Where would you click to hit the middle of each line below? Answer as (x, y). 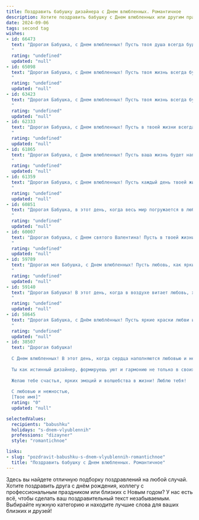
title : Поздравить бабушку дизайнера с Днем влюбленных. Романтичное (94, 12)
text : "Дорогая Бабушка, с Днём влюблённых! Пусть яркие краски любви (100, 320)
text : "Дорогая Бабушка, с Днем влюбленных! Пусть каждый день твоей (99, 182)
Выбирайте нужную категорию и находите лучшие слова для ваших (92, 505)
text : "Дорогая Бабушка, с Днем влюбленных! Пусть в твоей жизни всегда (103, 127)
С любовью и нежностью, (41, 391)
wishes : (16, 34)
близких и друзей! (29, 511)
